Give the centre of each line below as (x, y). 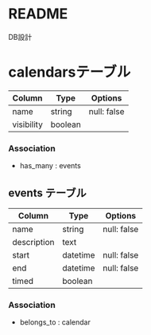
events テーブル (47, 193)
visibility (28, 124)
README (38, 14)
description (33, 242)
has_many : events (50, 166)
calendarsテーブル (70, 72)
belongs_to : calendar (55, 322)
